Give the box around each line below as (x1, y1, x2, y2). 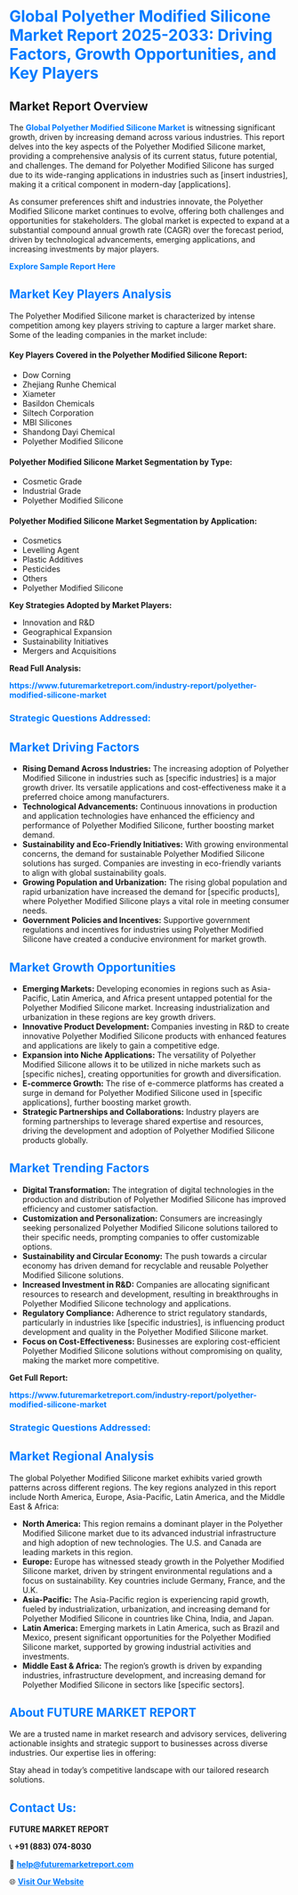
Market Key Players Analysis (9, 287, 172, 302)
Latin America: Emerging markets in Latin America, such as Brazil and (21, 1622, 280, 1633)
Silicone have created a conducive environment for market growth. (21, 934, 267, 944)
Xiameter (21, 389, 56, 400)
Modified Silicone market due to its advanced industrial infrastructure (21, 1528, 277, 1538)
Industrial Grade (21, 486, 82, 497)
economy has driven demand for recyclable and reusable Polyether (21, 1260, 269, 1271)
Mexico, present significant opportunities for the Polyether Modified (21, 1632, 271, 1643)
